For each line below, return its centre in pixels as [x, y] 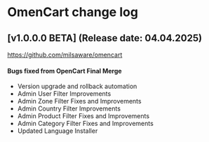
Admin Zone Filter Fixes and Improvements [79, 101]
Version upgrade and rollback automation [77, 86]
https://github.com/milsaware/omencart [65, 55]
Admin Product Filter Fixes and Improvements [83, 116]
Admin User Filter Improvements [64, 94]
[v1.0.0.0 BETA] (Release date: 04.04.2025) [104, 38]
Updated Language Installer [58, 131]
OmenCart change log [73, 12]
